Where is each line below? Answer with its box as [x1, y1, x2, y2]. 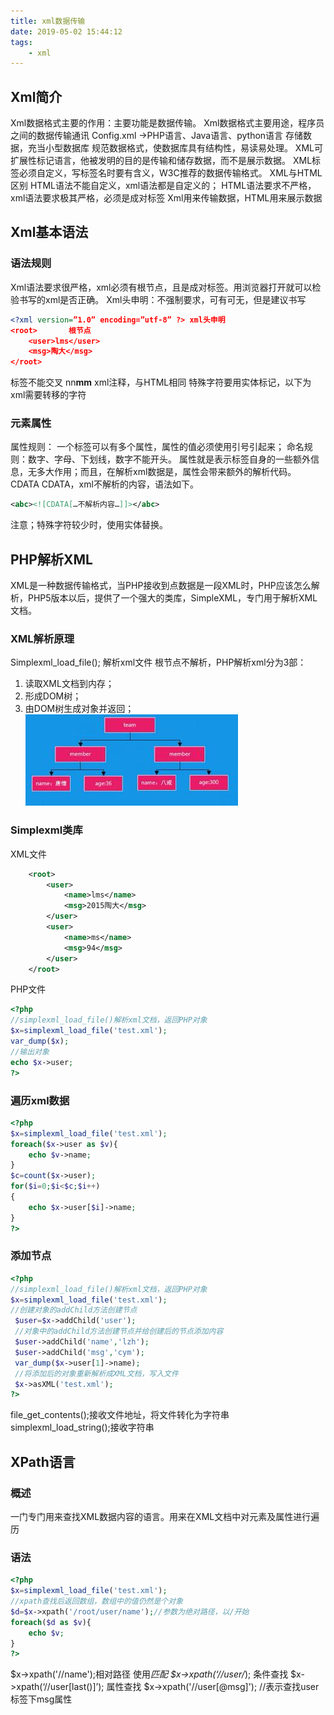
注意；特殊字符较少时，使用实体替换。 [10, 519, 168, 531]
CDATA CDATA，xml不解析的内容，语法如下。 [10, 478, 199, 490]
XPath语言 [10, 1453, 76, 1470]
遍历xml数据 [10, 1093, 70, 1107]
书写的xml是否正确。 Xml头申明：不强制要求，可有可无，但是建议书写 [18, 293, 307, 305]
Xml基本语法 [10, 224, 89, 241]
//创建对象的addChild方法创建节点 [10, 1305, 138, 1315]
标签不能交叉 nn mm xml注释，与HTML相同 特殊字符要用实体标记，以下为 [10, 376, 312, 389]
